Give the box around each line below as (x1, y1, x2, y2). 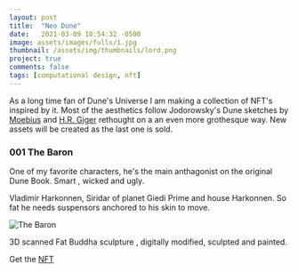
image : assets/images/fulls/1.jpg (9, 37, 138, 47)
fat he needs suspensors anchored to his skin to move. (9, 202, 211, 213)
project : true (9, 54, 62, 63)
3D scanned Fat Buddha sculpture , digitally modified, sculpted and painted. (9, 237, 287, 247)
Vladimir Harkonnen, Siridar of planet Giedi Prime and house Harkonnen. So (9, 193, 287, 204)
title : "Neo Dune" (9, 21, 82, 30)
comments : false (9, 63, 69, 72)
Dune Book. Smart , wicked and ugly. (9, 175, 145, 187)
